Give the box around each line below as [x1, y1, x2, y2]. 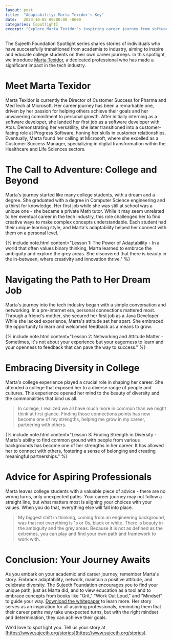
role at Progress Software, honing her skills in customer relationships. [19, 130, 166, 136]
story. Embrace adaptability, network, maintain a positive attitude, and [5, 576, 153, 582]
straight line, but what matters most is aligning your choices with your [5, 499, 152, 505]
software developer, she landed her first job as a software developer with [5, 119, 160, 125]
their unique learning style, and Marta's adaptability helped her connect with [5, 225, 167, 230]
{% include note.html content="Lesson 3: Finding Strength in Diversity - [5, 431, 157, 437]
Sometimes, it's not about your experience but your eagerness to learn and [5, 339, 164, 345]
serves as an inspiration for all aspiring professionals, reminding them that [5, 603, 161, 609]
